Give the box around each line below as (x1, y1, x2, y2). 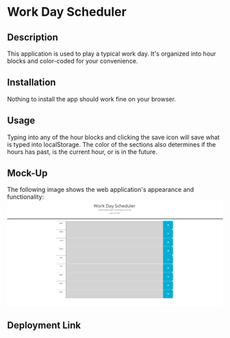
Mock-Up (7, 167, 48, 179)
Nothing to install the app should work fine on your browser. (7, 95, 177, 103)
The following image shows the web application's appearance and (7, 186, 194, 194)
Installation (7, 77, 56, 88)
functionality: (7, 193, 44, 201)
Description (7, 32, 58, 43)
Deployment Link (7, 319, 81, 331)
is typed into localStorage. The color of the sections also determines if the (7, 140, 216, 148)
